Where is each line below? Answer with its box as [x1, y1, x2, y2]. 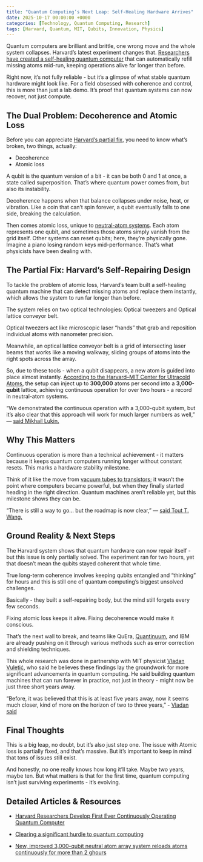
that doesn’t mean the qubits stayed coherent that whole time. [6, 559, 162, 567]
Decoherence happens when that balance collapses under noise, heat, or [6, 197, 190, 204]
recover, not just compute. [6, 93, 72, 100]
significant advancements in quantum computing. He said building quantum [6, 670, 195, 677]
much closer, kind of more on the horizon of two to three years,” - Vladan [6, 701, 189, 709]
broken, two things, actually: [6, 143, 77, 150]
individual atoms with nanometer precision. [6, 330, 114, 337]
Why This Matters [6, 435, 76, 445]
